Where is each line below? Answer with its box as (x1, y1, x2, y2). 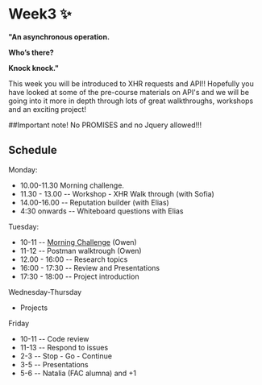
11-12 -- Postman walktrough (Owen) (19, 246, 143, 255)
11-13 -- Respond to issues (19, 342, 109, 352)
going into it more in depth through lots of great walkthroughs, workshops (8, 96, 254, 106)
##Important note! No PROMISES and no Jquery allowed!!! (8, 120, 202, 130)
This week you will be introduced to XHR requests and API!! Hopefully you (8, 78, 254, 89)
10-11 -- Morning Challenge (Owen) (19, 237, 137, 246)
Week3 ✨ (8, 5, 73, 23)
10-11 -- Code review (19, 333, 89, 343)
